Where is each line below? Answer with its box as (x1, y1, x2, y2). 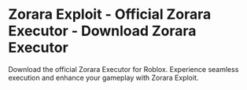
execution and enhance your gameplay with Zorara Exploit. (8, 73, 199, 82)
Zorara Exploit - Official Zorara (8, 5, 212, 23)
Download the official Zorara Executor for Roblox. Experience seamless (8, 64, 239, 74)
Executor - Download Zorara (8, 22, 197, 40)
